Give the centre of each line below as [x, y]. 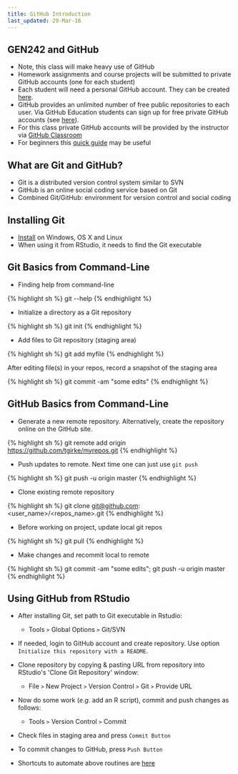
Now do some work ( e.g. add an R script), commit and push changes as [123, 700]
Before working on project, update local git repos [90, 527]
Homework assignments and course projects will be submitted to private [124, 74]
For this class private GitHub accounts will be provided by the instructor [123, 128]
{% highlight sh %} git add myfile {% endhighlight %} [86, 354]
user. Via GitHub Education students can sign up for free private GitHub [123, 112]
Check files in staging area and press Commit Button [94, 735]
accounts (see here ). [48, 120]
